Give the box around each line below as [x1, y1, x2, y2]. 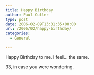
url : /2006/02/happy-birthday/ [5, 26, 72, 31]
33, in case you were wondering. [5, 64, 74, 70]
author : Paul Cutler [5, 12, 49, 17]
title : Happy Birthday [5, 7, 53, 13]
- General [10, 36, 30, 41]
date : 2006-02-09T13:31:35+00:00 [5, 21, 76, 27]
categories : [5, 31, 30, 36]
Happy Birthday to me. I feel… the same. [5, 54, 89, 60]
